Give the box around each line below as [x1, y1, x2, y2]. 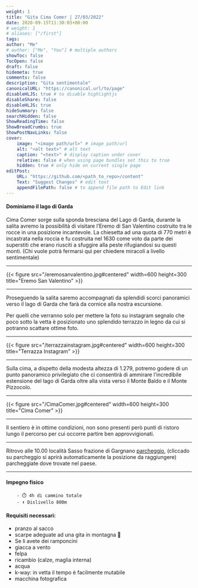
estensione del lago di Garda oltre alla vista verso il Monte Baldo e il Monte [6, 377, 187, 385]
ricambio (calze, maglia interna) [14, 557, 92, 564]
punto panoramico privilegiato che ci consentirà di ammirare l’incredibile [6, 371, 181, 378]
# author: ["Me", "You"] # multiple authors [6, 47, 117, 53]
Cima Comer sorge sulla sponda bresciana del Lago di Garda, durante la [6, 216, 181, 223]
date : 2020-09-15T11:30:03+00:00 [6, 20, 88, 25]
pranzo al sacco [14, 525, 54, 532]
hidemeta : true [6, 69, 44, 75]
